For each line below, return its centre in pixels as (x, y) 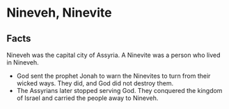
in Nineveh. (23, 62)
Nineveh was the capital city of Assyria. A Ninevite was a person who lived (113, 55)
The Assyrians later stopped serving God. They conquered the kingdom (119, 91)
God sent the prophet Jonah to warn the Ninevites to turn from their (113, 76)
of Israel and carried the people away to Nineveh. (87, 98)
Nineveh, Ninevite (59, 13)
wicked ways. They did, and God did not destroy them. (95, 83)
